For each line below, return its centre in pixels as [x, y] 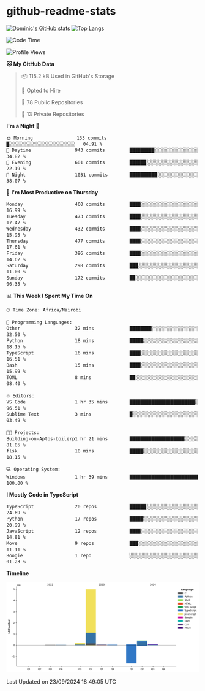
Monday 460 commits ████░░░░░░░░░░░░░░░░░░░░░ [102, 204]
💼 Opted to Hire [41, 90]
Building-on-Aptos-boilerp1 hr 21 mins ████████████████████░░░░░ [102, 439]
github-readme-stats [61, 11]
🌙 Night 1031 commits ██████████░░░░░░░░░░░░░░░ [102, 175]
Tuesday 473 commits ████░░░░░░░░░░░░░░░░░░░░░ [102, 216]
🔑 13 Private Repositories [53, 114]
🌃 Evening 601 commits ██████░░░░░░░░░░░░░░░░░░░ [102, 162]
